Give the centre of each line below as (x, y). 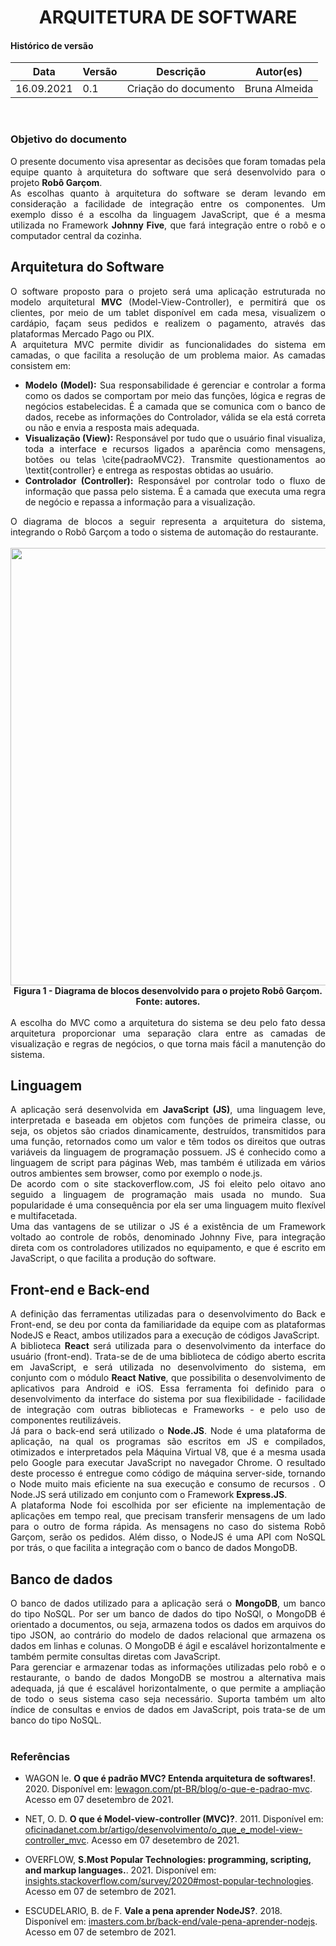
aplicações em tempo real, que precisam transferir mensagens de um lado (168, 1516)
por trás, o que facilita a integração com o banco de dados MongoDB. (154, 1548)
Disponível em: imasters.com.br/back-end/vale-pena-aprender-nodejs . (171, 1922)
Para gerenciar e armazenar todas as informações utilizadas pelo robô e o (168, 1667)
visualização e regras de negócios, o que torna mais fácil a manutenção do (168, 1043)
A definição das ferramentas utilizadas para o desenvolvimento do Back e (168, 1314)
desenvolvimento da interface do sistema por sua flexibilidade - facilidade (168, 1399)
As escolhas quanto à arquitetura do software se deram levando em (168, 193)
